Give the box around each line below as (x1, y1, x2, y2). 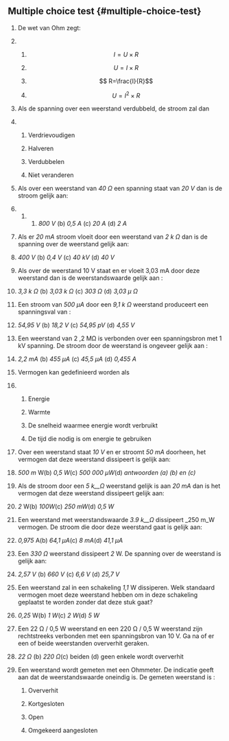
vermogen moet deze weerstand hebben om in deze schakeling (17, 591, 198, 599)
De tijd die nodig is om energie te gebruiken (27, 435, 152, 443)
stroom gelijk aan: (17, 191, 69, 200)
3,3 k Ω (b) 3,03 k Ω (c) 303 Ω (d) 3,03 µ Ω (17, 287, 138, 296)
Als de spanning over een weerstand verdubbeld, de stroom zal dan (17, 104, 210, 113)
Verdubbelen (27, 158, 64, 166)
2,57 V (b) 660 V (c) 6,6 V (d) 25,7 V (17, 570, 120, 578)
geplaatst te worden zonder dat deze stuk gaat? (17, 598, 153, 607)
